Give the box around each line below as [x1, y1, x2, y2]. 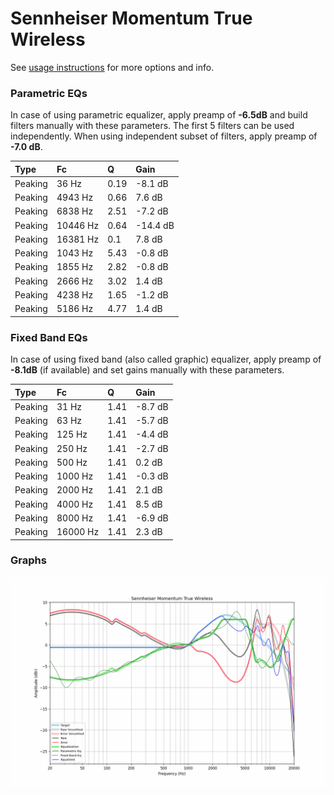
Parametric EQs [10, 86, 88, 100]
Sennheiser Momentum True [10, 7, 253, 30]
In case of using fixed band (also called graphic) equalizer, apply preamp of [10, 353, 322, 366]
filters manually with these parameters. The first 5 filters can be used [10, 120, 295, 132]
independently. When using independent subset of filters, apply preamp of [10, 130, 318, 142]
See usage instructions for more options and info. [10, 61, 215, 73]
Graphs [10, 553, 47, 567]
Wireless [10, 28, 86, 51]
